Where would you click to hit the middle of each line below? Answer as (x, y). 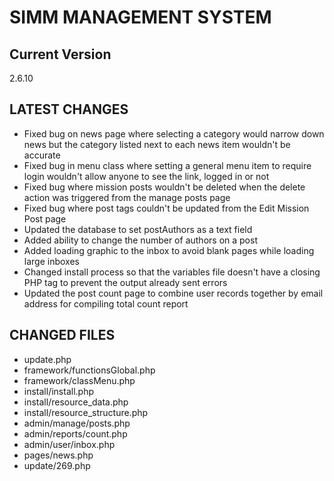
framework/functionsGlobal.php (89, 370)
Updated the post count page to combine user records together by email (173, 293)
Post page (45, 218)
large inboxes (51, 261)
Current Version (60, 54)
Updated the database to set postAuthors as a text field (138, 229)
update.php (47, 359)
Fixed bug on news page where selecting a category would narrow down (174, 133)
